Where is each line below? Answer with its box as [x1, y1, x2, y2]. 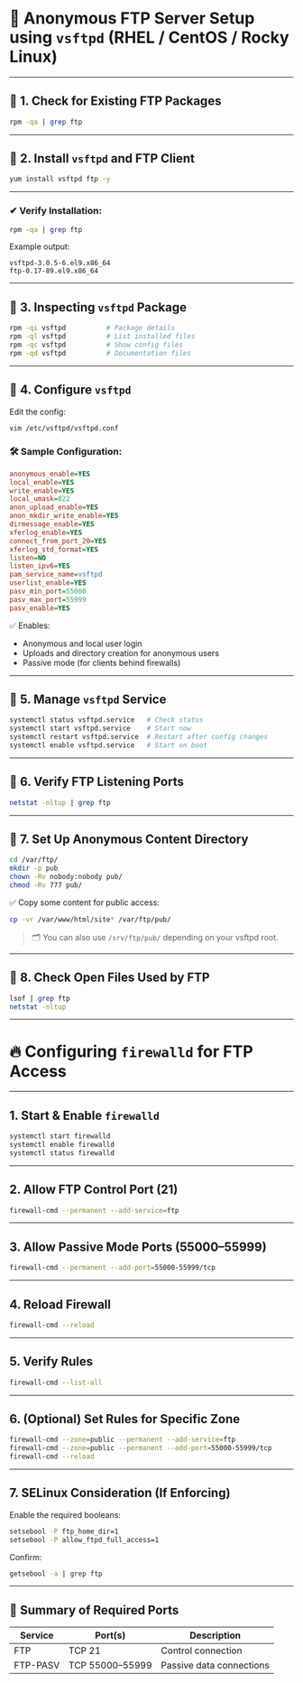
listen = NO [9, 553, 47, 562]
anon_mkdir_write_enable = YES [9, 512, 119, 521]
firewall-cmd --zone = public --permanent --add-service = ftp [9, 1435, 236, 1445]
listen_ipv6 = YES [9, 561, 70, 571]
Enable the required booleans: [9, 1509, 122, 1520]
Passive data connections [161, 1660, 271, 1672]
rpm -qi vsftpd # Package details [9, 324, 176, 333]
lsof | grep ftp [9, 994, 70, 1003]
